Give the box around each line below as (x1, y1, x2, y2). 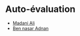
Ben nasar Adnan (12, 25, 49, 31)
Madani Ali (12, 20, 35, 26)
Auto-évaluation (5, 3, 76, 15)
